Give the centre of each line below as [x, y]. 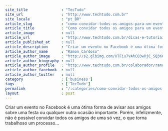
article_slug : [34, 24]
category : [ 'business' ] [49, 79]
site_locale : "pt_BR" [43, 19]
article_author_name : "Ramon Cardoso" [52, 51]
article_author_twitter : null [40, 75]
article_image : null [40, 33]
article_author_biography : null [40, 61]
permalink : [34, 88]
